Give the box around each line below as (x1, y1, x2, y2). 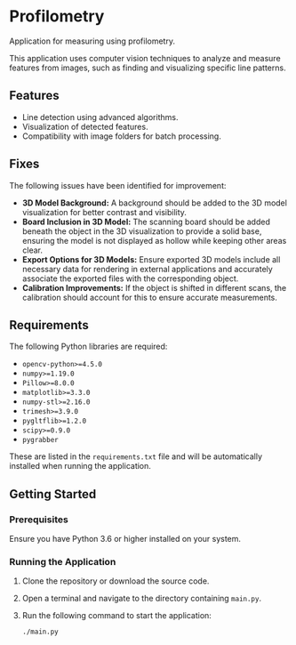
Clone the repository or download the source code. (21, 576, 210, 586)
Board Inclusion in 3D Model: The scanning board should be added (21, 216, 271, 227)
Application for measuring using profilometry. (9, 36, 176, 46)
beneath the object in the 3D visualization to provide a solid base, (21, 225, 262, 237)
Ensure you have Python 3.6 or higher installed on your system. (9, 534, 242, 544)
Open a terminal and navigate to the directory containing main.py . (21, 593, 262, 604)
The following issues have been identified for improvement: (9, 180, 227, 190)
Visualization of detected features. (21, 121, 148, 132)
